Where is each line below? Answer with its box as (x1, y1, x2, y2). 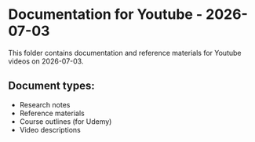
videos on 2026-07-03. (8, 56, 84, 66)
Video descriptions (19, 125, 81, 134)
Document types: (8, 79, 96, 93)
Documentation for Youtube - (8, 5, 203, 24)
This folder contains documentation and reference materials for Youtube (8, 48, 242, 57)
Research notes (19, 100, 71, 109)
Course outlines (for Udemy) (19, 116, 112, 126)
